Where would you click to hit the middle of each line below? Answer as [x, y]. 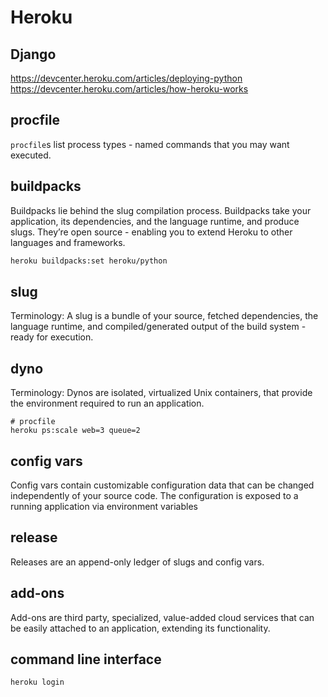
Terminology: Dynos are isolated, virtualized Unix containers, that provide [161, 393]
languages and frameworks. [68, 242]
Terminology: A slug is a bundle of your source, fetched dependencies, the [164, 316]
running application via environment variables [104, 506]
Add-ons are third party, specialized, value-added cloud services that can [162, 617]
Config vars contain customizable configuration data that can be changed [162, 485]
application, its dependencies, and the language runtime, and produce [155, 221]
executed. [31, 155]
